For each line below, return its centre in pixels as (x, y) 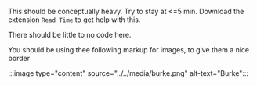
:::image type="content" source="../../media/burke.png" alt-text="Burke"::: (128, 73)
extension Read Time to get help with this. (74, 20)
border (19, 58)
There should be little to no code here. (70, 35)
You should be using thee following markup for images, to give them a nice (129, 50)
